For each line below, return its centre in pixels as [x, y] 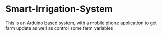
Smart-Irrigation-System [59, 9]
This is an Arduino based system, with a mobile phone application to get [81, 23]
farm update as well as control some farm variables [59, 28]
